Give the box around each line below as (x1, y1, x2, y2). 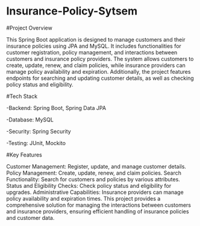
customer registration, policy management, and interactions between (6, 48, 178, 56)
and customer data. (6, 214, 55, 221)
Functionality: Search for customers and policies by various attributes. (6, 175, 181, 182)
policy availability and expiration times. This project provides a (6, 195, 161, 202)
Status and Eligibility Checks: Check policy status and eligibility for (6, 182, 172, 189)
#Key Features (6, 151, 42, 158)
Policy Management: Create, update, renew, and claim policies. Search (6, 169, 182, 176)
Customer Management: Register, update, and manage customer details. (6, 163, 187, 170)
